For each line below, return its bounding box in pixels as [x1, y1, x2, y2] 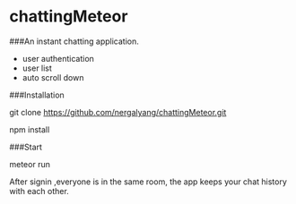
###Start [9, 141, 43, 152]
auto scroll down [22, 72, 84, 82]
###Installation [9, 89, 65, 100]
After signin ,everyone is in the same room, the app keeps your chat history [9, 176, 287, 187]
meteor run [9, 158, 51, 169]
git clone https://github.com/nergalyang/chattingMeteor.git [9, 106, 227, 117]
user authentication [22, 53, 94, 64]
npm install [9, 123, 50, 135]
